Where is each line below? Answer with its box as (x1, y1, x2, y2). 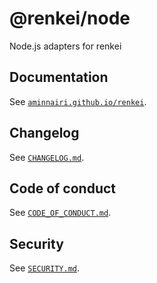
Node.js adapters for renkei (9, 40, 122, 52)
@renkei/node (9, 7, 131, 30)
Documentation (9, 69, 109, 86)
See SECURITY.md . (9, 262, 81, 274)
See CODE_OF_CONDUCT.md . (9, 207, 112, 219)
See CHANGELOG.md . (9, 151, 85, 163)
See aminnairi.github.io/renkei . (9, 95, 147, 107)
